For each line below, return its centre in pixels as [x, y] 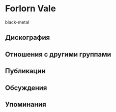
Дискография [28, 38]
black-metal [17, 22]
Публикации [25, 71]
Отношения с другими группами [58, 54]
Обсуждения [26, 88]
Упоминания [26, 104]
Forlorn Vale [30, 9]
